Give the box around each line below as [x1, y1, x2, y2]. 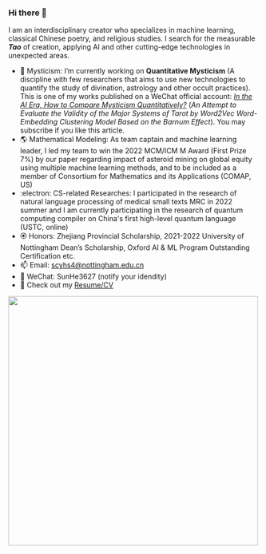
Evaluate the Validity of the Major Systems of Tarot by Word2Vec [19, 109, 235, 118]
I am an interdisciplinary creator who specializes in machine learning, [8, 26, 236, 35]
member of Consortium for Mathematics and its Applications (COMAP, [19, 172, 252, 181]
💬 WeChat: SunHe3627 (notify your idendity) [19, 271, 168, 282]
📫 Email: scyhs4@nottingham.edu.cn [19, 260, 145, 270]
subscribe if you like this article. [19, 125, 125, 135]
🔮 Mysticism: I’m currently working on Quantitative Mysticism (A [19, 66, 235, 76]
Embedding [19, 117, 58, 127]
